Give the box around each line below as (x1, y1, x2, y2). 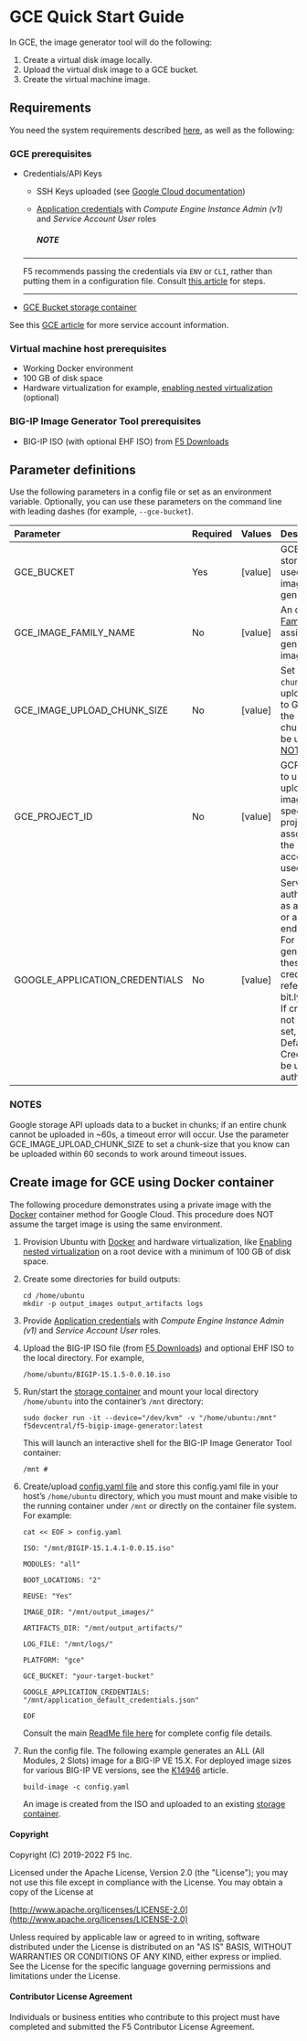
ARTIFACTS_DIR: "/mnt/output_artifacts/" (22, 1623, 183, 1632)
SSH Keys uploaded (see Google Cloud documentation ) (36, 186, 246, 197)
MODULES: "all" (22, 1559, 81, 1568)
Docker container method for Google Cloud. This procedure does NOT (9, 1208, 274, 1219)
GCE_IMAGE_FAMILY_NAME (14, 626, 135, 639)
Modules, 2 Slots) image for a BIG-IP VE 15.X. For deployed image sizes (22, 1755, 292, 1766)
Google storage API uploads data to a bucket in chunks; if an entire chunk (9, 1119, 287, 1130)
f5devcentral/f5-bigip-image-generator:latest (22, 1421, 204, 1430)
